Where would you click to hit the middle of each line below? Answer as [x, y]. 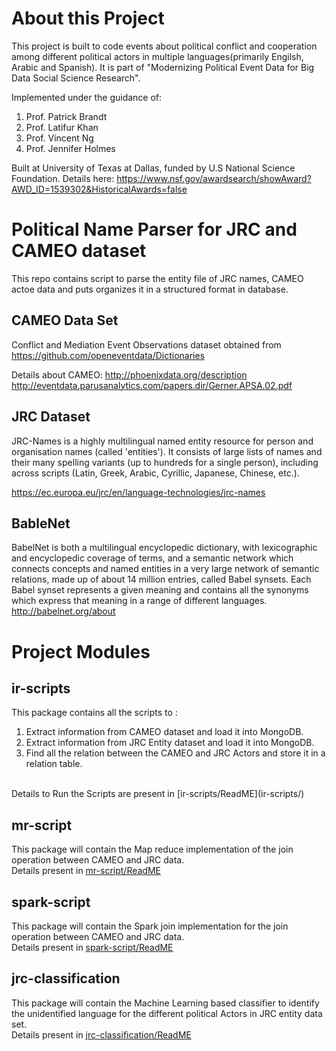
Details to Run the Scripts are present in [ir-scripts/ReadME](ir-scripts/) [158, 794]
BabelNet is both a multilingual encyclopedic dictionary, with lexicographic [164, 548]
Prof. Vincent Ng [59, 138]
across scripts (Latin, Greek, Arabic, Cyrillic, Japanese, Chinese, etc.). [155, 473]
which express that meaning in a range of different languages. [139, 601]
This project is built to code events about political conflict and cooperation [164, 46]
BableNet [41, 523]
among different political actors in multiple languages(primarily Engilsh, [157, 56]
